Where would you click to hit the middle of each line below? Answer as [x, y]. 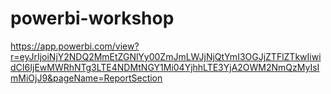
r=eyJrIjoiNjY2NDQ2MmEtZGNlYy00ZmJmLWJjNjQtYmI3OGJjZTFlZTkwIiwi [166, 56]
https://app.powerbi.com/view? [75, 46]
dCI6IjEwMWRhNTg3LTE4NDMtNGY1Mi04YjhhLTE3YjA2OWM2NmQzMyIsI [165, 67]
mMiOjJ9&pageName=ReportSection [86, 78]
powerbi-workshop [92, 18]
